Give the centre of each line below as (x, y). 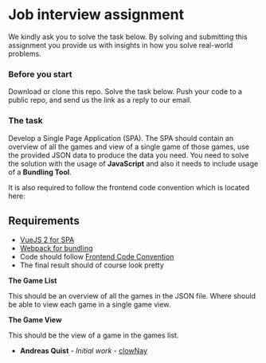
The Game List (33, 281)
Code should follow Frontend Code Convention (97, 257)
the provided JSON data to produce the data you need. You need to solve (129, 155)
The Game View (35, 320)
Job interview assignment (96, 15)
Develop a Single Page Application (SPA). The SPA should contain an (121, 138)
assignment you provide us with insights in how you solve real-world (121, 45)
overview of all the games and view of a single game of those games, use (129, 146)
